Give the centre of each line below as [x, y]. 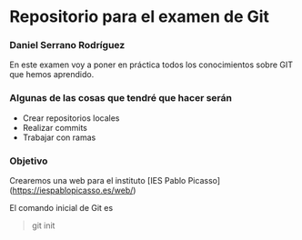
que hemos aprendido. [52, 75]
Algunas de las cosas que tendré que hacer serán [121, 98]
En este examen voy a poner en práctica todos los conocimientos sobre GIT [151, 65]
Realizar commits [55, 127]
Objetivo [29, 161]
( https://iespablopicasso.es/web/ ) [73, 190]
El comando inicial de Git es [61, 208]
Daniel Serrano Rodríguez [67, 45]
